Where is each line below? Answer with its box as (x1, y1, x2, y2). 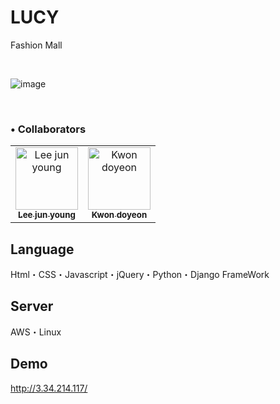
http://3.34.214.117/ (10, 382, 88, 394)
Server (10, 298, 54, 315)
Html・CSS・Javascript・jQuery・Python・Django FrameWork (10, 269, 270, 281)
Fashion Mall (10, 39, 63, 51)
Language (10, 241, 75, 258)
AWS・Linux (10, 326, 62, 338)
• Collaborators (10, 122, 87, 136)
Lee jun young (18, 209, 76, 221)
